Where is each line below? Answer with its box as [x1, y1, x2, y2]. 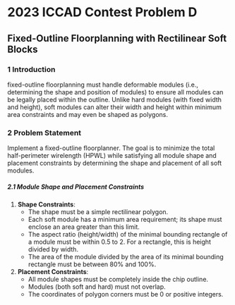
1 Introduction [7, 64, 56, 74]
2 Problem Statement [7, 127, 82, 137]
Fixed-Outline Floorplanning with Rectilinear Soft [7, 32, 227, 44]
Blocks [7, 43, 38, 55]
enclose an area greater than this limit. [28, 223, 140, 231]
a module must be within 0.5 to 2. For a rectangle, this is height [28, 237, 212, 247]
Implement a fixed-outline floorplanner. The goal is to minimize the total [7, 144, 215, 152]
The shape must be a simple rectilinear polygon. [28, 208, 169, 216]
